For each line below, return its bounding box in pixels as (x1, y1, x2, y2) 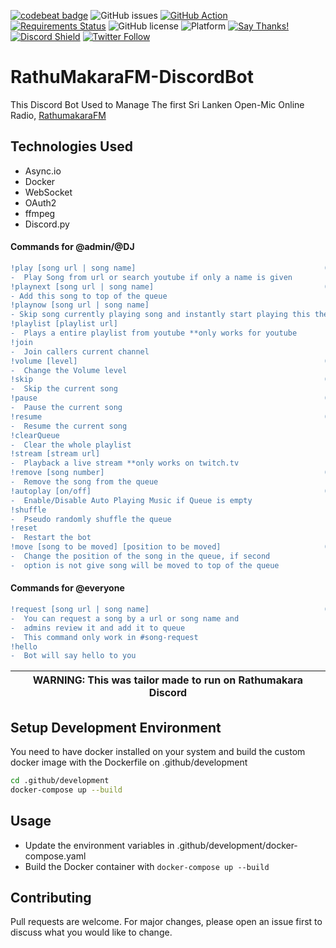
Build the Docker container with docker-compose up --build (24, 860, 270, 872)
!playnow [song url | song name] (10, 300, 150, 310)
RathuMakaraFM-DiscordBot (10, 66, 254, 89)
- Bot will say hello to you (10, 651, 137, 661)
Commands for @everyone (10, 582, 125, 594)
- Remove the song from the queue (10, 477, 159, 487)
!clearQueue (10, 430, 60, 440)
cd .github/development (10, 776, 110, 786)
